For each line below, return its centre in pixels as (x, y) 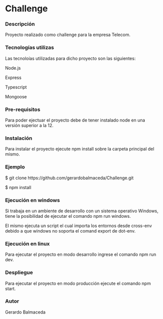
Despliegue (19, 273)
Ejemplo (15, 167)
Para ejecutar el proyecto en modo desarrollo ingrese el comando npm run (81, 254)
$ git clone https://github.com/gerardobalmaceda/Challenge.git (69, 178)
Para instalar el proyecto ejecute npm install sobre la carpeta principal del (80, 149)
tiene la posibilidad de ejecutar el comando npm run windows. (68, 216)
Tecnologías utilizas (30, 47)
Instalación (19, 138)
